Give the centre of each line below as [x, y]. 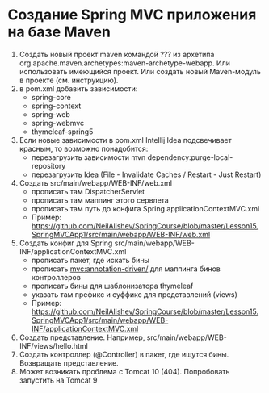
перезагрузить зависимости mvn [88, 157]
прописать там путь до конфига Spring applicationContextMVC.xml [145, 208]
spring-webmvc [58, 123]
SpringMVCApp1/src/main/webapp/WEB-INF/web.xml [121, 234]
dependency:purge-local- [190, 157]
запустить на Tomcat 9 [58, 380]
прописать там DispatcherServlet [88, 191]
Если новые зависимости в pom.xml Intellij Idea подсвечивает [125, 140]
